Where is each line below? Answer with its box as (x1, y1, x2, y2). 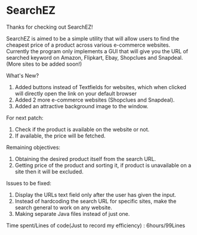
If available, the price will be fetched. (14, 132, 106, 139)
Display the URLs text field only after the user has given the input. (14, 191, 176, 198)
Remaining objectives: (6, 144, 61, 151)
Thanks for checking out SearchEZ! (6, 23, 94, 30)
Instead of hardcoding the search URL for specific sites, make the (14, 197, 177, 205)
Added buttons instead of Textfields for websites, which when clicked (14, 83, 187, 90)
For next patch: (6, 114, 44, 121)
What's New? (6, 72, 39, 79)
